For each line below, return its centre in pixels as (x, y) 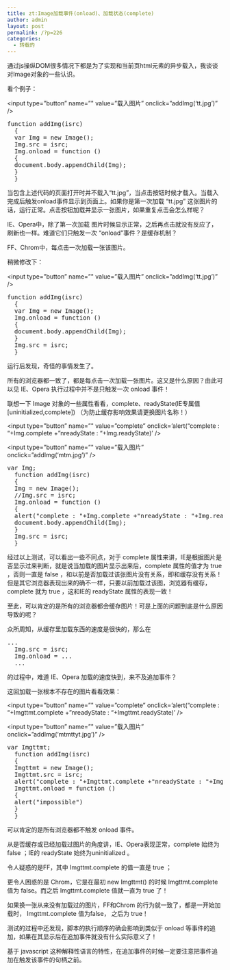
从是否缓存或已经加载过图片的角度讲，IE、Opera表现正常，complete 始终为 (114, 844)
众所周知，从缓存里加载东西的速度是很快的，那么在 (79, 629)
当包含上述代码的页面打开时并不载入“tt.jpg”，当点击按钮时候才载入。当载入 (113, 193)
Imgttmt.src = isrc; (49, 775)
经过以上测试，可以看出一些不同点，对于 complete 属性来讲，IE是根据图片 (112, 557)
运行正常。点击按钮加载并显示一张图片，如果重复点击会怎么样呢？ (112, 210)
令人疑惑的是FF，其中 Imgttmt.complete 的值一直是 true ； (90, 867)
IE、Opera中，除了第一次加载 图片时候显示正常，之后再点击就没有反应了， (112, 224)
